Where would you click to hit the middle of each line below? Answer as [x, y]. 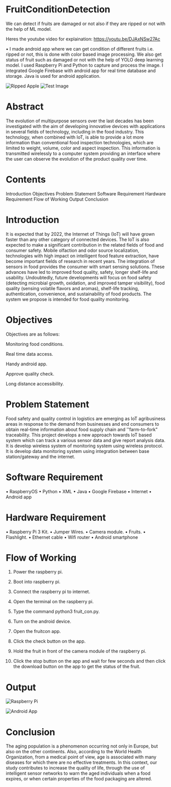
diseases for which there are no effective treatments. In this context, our [81, 762]
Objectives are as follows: [33, 334]
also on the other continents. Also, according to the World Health [74, 752]
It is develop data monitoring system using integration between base [78, 451]
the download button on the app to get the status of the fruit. [77, 667]
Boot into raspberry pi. [37, 582]
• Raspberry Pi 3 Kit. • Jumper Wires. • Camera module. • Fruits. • [76, 532]
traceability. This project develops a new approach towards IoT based [79, 435]
